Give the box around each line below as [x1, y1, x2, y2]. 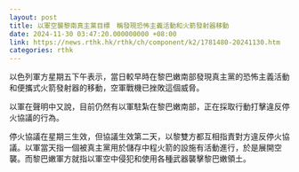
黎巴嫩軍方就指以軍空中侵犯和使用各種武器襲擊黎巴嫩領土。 [32, 153, 251, 164]
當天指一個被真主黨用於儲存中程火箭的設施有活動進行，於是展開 [39, 143, 274, 153]
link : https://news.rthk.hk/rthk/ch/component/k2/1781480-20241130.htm [9, 37, 280, 47]
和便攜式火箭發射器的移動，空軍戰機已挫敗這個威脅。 [9, 82, 205, 93]
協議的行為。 [16, 113, 64, 123]
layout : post [9, 12, 58, 22]
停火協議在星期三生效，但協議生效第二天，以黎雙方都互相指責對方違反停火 [9, 131, 282, 142]
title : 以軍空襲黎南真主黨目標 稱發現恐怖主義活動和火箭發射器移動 [9, 21, 230, 30]
